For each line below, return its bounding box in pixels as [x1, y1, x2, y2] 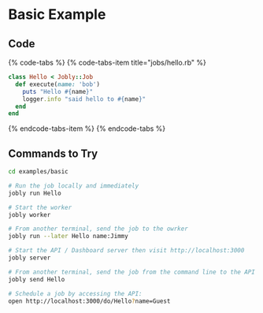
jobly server [8, 254, 51, 262]
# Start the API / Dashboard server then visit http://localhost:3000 [8, 247, 245, 255]
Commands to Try [8, 147, 98, 160]
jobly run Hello [8, 189, 61, 197]
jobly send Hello [8, 275, 65, 283]
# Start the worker [8, 203, 72, 211]
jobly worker [8, 211, 51, 218]
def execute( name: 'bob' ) [15, 80, 101, 88]
